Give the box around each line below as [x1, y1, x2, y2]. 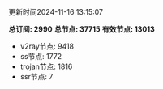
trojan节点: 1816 [19, 61, 73, 71]
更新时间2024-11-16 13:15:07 [8, 7, 104, 16]
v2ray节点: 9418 [19, 41, 75, 51]
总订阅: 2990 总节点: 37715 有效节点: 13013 [8, 24, 156, 34]
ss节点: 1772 [19, 52, 62, 61]
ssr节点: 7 [19, 72, 54, 81]
